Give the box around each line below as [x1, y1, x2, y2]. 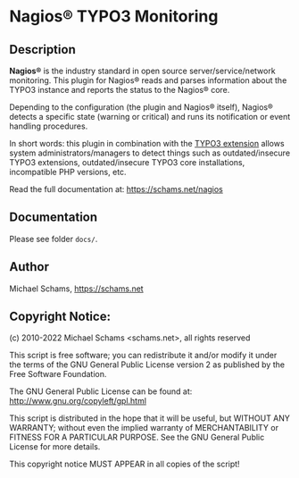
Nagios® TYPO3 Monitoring [9, 6, 219, 27]
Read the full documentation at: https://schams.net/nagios [9, 184, 223, 194]
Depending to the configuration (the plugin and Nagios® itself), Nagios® [9, 102, 274, 113]
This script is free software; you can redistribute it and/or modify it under [9, 350, 278, 361]
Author [9, 259, 49, 274]
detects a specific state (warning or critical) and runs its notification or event [9, 112, 291, 122]
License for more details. [9, 441, 101, 452]
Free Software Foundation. [9, 369, 107, 380]
